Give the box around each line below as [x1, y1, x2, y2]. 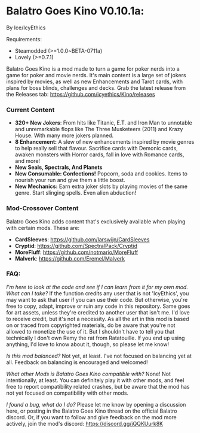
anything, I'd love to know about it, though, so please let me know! [6, 340, 170, 348]
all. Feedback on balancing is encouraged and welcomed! [6, 358, 148, 366]
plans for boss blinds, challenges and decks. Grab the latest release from [6, 84, 186, 91]
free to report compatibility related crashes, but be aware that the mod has [6, 383, 190, 390]
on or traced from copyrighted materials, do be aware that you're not [6, 322, 176, 329]
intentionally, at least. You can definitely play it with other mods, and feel [6, 376, 184, 384]
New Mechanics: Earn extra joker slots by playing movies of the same [14, 183, 188, 190]
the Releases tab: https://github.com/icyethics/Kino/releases [6, 90, 155, 98]
